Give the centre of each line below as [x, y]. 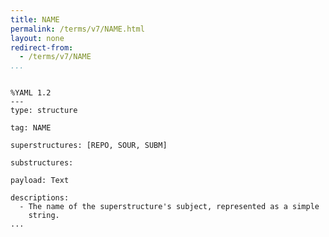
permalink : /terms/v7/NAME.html [77, 29]
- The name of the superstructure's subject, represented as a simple [169, 207]
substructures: [42, 163]
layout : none [37, 38]
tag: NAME [31, 128]
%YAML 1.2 [31, 93]
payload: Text [40, 181]
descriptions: [40, 198]
